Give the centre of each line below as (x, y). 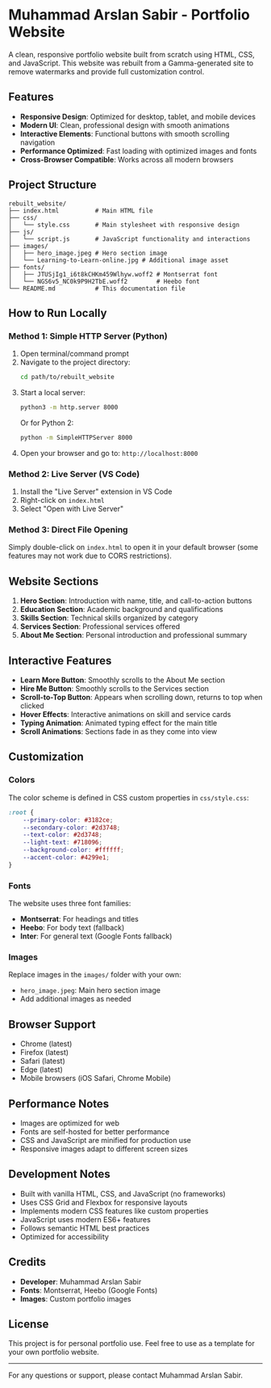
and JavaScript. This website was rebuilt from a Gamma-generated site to (131, 63)
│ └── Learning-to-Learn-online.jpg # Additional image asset (119, 260)
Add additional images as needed (75, 999)
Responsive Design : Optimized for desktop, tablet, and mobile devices (138, 116)
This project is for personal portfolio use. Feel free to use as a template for (132, 1344)
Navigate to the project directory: (75, 362)
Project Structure (52, 185)
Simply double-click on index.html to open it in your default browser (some (133, 547)
